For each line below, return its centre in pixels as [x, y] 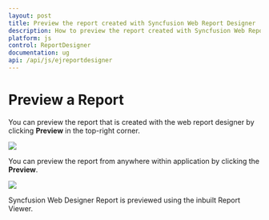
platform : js [30, 38]
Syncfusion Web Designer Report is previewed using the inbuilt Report [124, 200]
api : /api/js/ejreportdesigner [60, 61]
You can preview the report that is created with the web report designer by [131, 122]
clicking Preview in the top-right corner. [74, 130]
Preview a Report [66, 100]
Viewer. [21, 208]
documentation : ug [39, 53]
